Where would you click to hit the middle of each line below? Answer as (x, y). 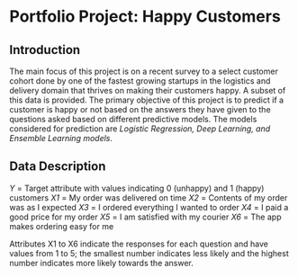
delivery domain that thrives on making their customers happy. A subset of (148, 90)
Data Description (58, 167)
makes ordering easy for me (62, 226)
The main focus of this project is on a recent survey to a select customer (144, 71)
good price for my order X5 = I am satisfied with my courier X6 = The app (145, 217)
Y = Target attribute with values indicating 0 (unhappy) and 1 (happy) (137, 188)
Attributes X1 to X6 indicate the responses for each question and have (139, 244)
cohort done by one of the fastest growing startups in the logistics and (140, 81)
